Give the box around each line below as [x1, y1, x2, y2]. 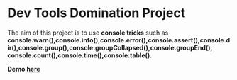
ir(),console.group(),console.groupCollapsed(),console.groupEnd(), [7, 43, 213, 52]
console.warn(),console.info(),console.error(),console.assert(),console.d [7, 35, 231, 44]
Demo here [7, 64, 40, 73]
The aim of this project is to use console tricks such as [7, 28, 169, 37]
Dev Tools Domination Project [7, 5, 186, 21]
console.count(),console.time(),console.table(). [7, 51, 153, 59]
